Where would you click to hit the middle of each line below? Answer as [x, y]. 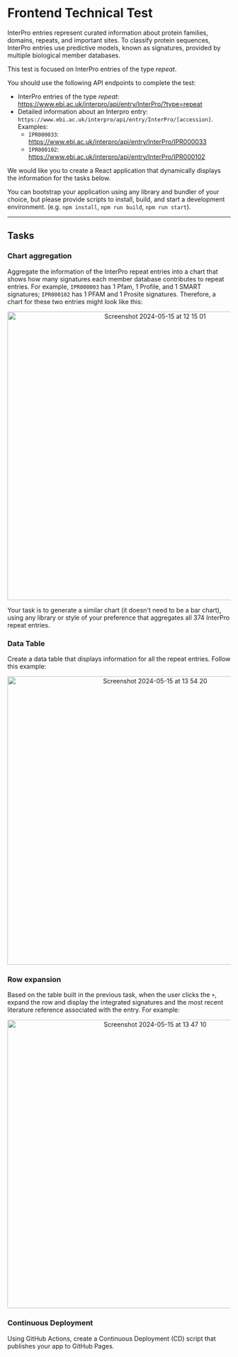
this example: [27, 666]
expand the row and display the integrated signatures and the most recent [115, 1003]
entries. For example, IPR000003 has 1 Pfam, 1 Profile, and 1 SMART [104, 286]
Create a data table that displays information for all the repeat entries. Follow [119, 659]
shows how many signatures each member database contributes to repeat [116, 279]
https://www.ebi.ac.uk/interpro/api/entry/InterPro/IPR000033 [117, 141]
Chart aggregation [40, 256]
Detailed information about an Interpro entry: [83, 111]
